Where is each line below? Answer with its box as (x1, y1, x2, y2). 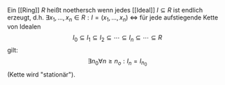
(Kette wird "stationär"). (7, 70, 75, 79)
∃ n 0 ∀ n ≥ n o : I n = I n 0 (87, 56, 147, 68)
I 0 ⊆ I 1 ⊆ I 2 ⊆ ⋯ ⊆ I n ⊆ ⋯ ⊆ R (72, 33, 163, 43)
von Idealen (7, 22, 41, 31)
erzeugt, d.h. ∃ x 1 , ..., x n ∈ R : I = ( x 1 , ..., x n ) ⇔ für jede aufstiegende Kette (7, 13, 219, 23)
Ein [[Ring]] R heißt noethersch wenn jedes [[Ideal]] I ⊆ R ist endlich (7, 6, 203, 14)
